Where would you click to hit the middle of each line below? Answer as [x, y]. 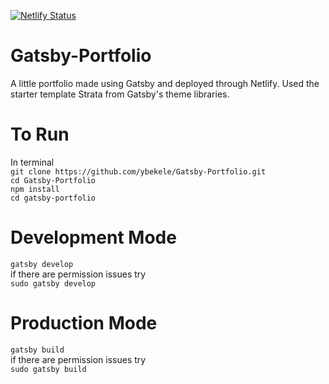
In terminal [32, 162]
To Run [40, 134]
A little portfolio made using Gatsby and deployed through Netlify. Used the [165, 83]
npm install [35, 189]
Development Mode [93, 237]
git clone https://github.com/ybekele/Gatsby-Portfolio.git [138, 171]
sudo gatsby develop [53, 283]
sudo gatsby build [48, 369]
